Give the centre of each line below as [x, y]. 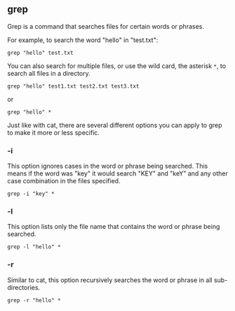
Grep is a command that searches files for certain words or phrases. [106, 26]
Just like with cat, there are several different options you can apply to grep [115, 125]
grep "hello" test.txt [40, 53]
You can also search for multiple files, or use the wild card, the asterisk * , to [117, 66]
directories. [24, 287]
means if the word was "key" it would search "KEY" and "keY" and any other [117, 173]
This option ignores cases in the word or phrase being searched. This [108, 166]
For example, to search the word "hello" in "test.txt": [83, 40]
